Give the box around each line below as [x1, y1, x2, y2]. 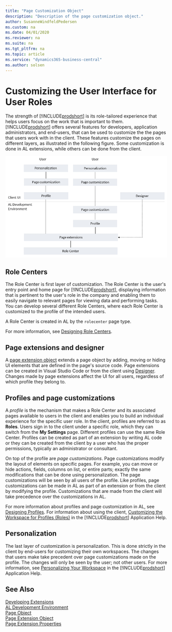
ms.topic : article [5, 51, 45, 56]
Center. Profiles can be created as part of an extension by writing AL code [5, 434, 162, 441]
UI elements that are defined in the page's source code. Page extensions [5, 362, 160, 369]
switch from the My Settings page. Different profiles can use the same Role [5, 429, 165, 435]
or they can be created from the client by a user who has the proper [5, 440, 149, 446]
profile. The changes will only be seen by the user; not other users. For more [5, 559, 167, 565]
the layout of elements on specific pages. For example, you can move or [5, 461, 158, 467]
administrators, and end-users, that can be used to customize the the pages [5, 129, 166, 136]
